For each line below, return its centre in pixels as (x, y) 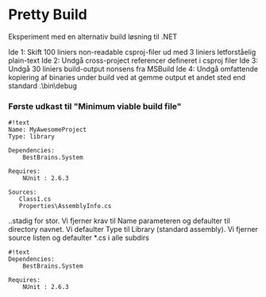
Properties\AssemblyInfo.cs (65, 206)
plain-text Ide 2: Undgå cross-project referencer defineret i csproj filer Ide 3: (133, 60)
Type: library (32, 137)
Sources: (23, 192)
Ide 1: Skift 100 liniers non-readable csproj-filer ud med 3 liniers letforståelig (132, 52)
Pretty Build (48, 15)
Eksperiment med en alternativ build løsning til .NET (93, 37)
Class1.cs (35, 199)
